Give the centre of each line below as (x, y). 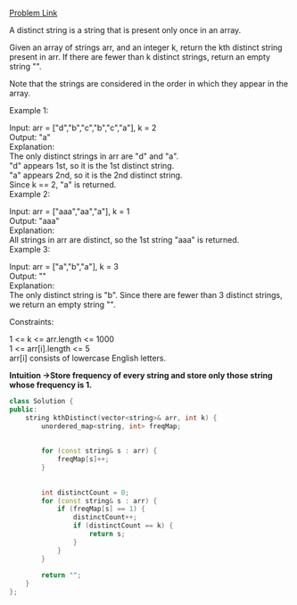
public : (24, 410)
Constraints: (32, 322)
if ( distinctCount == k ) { (123, 526)
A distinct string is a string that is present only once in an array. (125, 30)
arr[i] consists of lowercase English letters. (88, 358)
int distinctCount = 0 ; (85, 493)
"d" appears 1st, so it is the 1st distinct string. (92, 166)
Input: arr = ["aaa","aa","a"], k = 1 (70, 211)
